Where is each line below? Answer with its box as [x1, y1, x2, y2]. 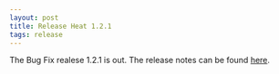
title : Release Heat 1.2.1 [9, 22, 112, 31]
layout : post [9, 13, 59, 23]
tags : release [9, 30, 64, 39]
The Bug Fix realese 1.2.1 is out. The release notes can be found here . [9, 55, 271, 66]
